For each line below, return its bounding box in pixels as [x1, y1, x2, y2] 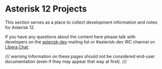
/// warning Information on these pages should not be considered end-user [5, 53, 155, 59]
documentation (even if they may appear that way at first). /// [5, 58, 127, 64]
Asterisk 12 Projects [5, 3, 87, 14]
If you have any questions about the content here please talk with [5, 34, 136, 40]
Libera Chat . [5, 44, 30, 50]
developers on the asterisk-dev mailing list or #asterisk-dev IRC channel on [5, 39, 155, 44]
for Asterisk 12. [5, 24, 35, 30]
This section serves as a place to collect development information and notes [5, 19, 158, 25]
